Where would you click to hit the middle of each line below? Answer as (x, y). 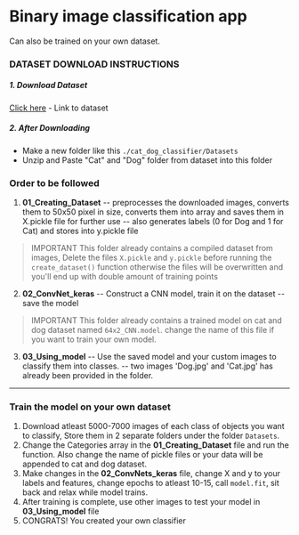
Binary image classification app (128, 16)
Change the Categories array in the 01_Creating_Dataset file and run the (155, 445)
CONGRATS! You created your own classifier (104, 521)
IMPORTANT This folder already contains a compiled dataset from (152, 248)
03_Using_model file (61, 511)
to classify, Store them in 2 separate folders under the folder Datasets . (151, 436)
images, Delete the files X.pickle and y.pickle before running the (151, 258)
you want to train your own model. (94, 339)
